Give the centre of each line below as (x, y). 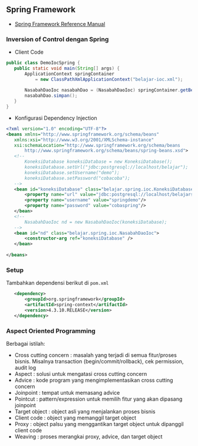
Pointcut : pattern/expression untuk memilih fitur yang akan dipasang (98, 399)
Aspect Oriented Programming (51, 331)
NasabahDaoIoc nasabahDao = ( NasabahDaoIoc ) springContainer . (103, 90)
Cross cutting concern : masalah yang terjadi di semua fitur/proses (95, 355)
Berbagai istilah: (26, 343)
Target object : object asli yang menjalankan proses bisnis (85, 411)
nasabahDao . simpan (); (51, 96)
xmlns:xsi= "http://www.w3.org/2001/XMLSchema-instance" (84, 140)
